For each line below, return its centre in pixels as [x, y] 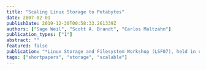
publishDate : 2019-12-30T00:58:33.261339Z [61, 23]
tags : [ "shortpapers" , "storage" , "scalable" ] [67, 57]
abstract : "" [23, 40]
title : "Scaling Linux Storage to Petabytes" [65, 12]
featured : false [27, 46]
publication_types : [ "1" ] [39, 35]
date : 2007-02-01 [29, 18]
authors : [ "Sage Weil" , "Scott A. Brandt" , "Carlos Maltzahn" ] [89, 29]
